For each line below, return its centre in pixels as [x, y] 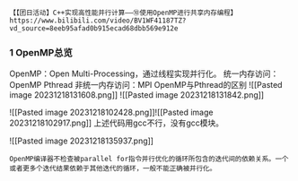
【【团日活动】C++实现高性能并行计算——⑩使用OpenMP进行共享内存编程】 [123, 13]
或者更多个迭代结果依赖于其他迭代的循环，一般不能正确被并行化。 [113, 168]
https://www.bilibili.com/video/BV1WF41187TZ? [98, 21]
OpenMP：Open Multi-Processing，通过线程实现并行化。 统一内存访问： [144, 73]
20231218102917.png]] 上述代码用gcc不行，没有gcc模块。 [117, 123]
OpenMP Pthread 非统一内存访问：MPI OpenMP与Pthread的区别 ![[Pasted [146, 85]
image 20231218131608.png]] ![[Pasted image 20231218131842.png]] [137, 95]
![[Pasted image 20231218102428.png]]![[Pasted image [111, 112]
